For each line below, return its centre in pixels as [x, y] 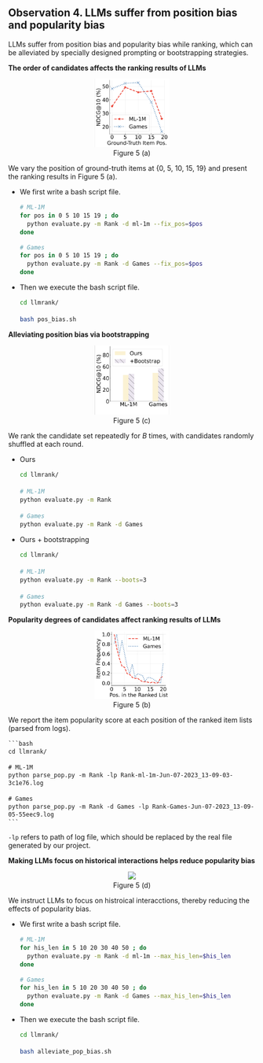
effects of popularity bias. [50, 909]
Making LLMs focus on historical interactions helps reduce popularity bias [131, 861]
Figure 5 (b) [132, 705]
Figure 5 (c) [132, 421]
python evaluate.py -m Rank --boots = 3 [83, 580]
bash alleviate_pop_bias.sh [65, 1051]
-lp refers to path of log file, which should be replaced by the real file [120, 837]
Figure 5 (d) [132, 885]
